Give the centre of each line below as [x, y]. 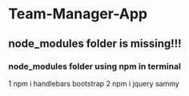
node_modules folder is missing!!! [95, 44]
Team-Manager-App [78, 14]
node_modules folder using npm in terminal [95, 66]
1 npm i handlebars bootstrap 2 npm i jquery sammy [94, 83]
